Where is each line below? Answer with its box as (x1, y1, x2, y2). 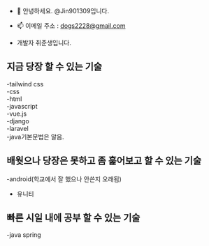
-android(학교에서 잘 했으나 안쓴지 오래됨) (6, 174, 122, 183)
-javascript (6, 102, 38, 110)
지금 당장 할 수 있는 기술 (6, 61, 103, 72)
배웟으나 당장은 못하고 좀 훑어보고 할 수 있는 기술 (6, 155, 202, 167)
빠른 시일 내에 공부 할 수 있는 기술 (6, 212, 140, 224)
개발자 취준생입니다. (16, 38, 71, 47)
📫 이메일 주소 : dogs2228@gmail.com (16, 22, 126, 30)
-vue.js (6, 109, 27, 118)
